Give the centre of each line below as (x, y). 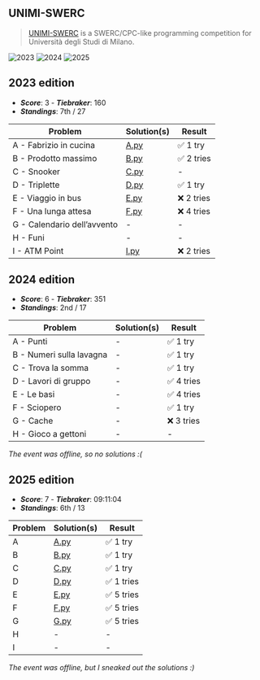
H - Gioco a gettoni (50, 434)
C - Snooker (37, 172)
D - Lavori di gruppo (52, 381)
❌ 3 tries (184, 421)
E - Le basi (34, 394)
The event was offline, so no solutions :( (76, 454)
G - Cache (33, 421)
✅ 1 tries (122, 582)
